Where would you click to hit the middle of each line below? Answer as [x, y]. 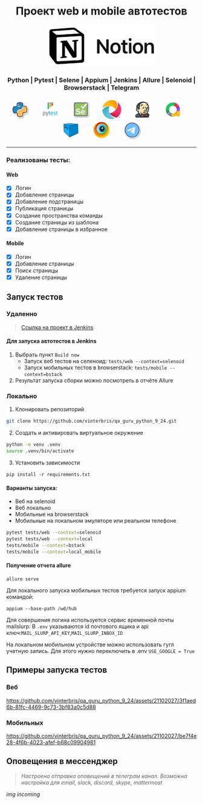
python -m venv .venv [34, 445]
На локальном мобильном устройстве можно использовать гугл [90, 645]
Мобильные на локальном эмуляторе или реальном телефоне [95, 521]
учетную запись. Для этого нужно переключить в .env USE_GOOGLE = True [101, 651]
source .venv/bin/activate [40, 451]
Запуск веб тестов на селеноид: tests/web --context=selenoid [104, 361]
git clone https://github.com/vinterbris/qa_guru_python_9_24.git [92, 421]
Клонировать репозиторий [50, 409]
